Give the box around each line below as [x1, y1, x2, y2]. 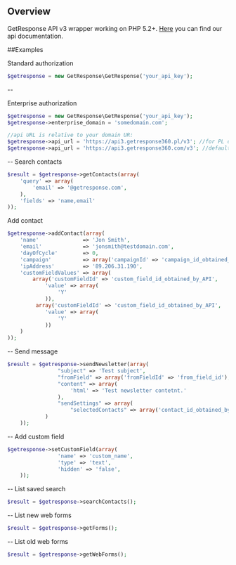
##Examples [7, 45, 44, 53]
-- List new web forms [7, 511, 72, 519]
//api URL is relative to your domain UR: [7, 131, 133, 139]
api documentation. [7, 32, 63, 40]
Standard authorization [7, 59, 74, 67]
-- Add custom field [7, 432, 65, 441]
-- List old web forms [7, 538, 69, 546]
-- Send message [7, 347, 58, 356]
